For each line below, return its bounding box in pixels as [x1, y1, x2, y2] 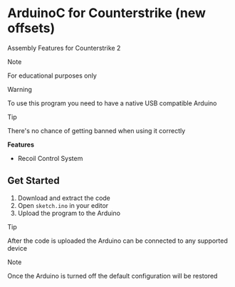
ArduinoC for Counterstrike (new [7, 5, 207, 21]
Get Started [7, 174, 60, 187]
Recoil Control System [17, 154, 83, 162]
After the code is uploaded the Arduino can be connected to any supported [7, 236, 228, 245]
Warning [7, 85, 32, 93]
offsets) [7, 20, 56, 36]
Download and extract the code [17, 194, 110, 202]
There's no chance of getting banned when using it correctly [7, 126, 186, 135]
